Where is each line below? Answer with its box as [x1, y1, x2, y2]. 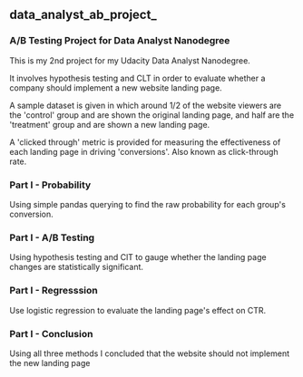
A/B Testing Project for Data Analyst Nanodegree [9, 34, 230, 47]
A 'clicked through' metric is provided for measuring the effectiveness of [9, 136, 281, 148]
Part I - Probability [9, 179, 92, 191]
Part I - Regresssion [9, 285, 98, 297]
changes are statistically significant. [9, 262, 143, 273]
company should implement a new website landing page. [9, 82, 222, 93]
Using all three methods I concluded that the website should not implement [9, 348, 290, 359]
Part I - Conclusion [9, 327, 93, 340]
